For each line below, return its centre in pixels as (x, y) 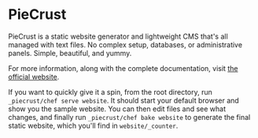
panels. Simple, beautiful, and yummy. (70, 53)
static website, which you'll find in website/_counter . (93, 125)
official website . (34, 76)
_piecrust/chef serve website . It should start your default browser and (124, 100)
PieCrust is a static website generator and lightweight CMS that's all (118, 36)
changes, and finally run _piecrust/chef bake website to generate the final (129, 117)
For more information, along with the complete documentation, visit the (123, 68)
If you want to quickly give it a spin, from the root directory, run (110, 91)
